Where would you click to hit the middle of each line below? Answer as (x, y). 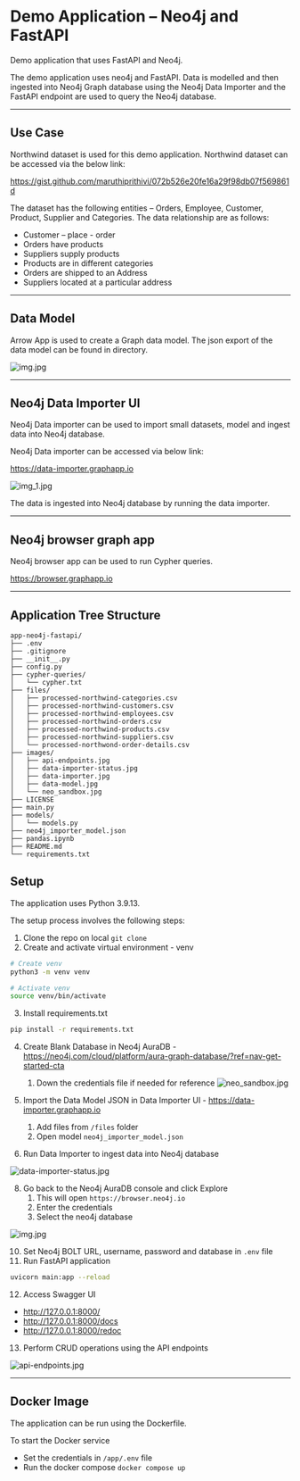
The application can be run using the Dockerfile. (98, 1423)
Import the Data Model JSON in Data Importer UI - (115, 1101)
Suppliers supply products (71, 254)
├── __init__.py (40, 659)
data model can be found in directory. (79, 349)
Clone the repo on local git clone (85, 937)
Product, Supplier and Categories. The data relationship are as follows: (140, 217)
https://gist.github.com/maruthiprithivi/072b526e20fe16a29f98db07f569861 (150, 181)
